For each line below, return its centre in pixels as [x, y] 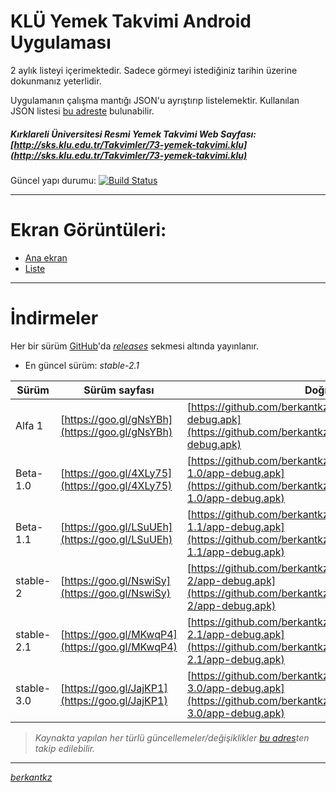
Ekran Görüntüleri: [88, 230]
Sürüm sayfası [119, 390]
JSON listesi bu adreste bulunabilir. [82, 111]
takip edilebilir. [65, 748]
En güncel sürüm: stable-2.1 [82, 365]
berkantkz [31, 777]
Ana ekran [46, 257]
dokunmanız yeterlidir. [56, 81]
